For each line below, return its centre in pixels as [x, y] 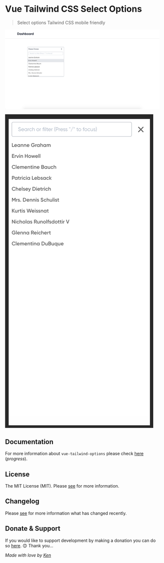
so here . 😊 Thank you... [29, 545]
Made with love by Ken [28, 555]
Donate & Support [33, 528]
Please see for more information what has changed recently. [66, 513]
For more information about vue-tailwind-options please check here [74, 454]
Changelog [22, 502]
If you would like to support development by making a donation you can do [80, 540]
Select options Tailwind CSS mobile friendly [61, 23]
